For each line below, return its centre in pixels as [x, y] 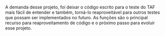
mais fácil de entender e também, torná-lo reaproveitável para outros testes [82, 12]
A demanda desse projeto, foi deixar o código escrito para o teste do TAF [80, 7]
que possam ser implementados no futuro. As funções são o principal [77, 18]
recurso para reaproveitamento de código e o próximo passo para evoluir [80, 23]
